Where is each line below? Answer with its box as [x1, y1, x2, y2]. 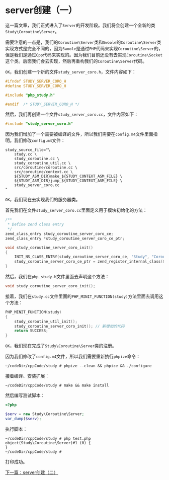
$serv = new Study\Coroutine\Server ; [5, 412, 84, 417]
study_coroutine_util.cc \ [14, 161, 71, 166]
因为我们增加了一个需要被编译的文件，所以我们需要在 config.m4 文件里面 [5, 131, 153, 137]
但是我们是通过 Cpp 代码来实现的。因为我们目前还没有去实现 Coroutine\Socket [5, 51, 163, 58]
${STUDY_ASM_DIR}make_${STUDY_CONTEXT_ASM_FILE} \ [14, 174, 123, 179]
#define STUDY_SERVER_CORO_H [5, 84, 66, 89]
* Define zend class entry [7, 222, 64, 227]
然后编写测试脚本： [5, 392, 45, 398]
